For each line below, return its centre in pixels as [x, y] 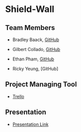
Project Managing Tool [41, 84]
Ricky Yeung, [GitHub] [35, 69]
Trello [18, 96]
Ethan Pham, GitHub [33, 59]
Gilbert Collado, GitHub [36, 49]
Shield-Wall [30, 9]
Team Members [30, 28]
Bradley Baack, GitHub [35, 39]
